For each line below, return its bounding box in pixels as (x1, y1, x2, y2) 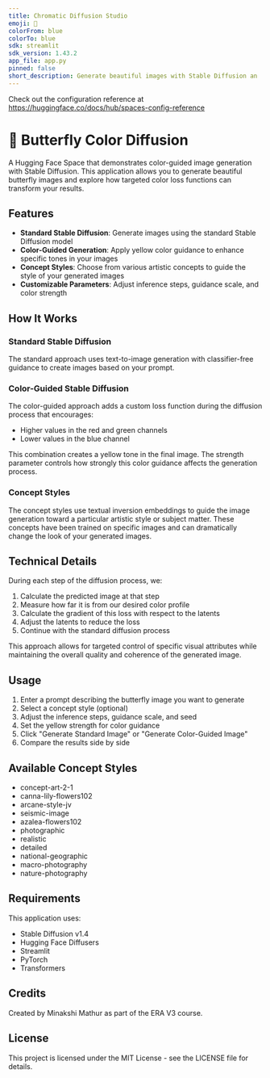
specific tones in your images (19, 254, 118, 263)
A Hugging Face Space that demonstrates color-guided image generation (8, 157, 252, 167)
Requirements (8, 891, 81, 905)
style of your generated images (19, 271, 125, 281)
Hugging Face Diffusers (19, 937, 99, 947)
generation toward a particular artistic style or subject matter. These (8, 514, 235, 523)
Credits (8, 987, 47, 1000)
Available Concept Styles (8, 761, 138, 775)
